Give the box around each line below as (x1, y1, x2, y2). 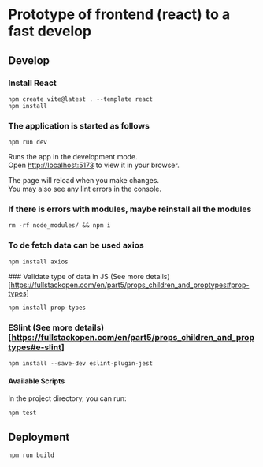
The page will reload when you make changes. (8, 176, 160, 185)
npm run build (8, 451, 55, 459)
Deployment (8, 430, 70, 443)
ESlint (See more (8, 322, 73, 333)
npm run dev (8, 138, 47, 147)
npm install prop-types (8, 304, 87, 312)
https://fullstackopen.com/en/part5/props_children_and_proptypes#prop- (10, 280, 250, 290)
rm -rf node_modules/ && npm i (8, 222, 111, 230)
